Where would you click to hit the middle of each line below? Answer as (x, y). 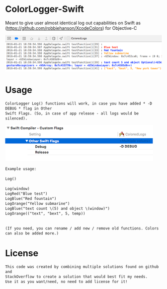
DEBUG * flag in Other (29, 109)
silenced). (16, 118)
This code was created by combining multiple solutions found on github (82, 267)
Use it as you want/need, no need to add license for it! (66, 282)
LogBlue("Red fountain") (31, 199)
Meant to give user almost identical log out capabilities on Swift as (73, 23)
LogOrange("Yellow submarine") (38, 204)
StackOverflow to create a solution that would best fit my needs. (77, 277)
